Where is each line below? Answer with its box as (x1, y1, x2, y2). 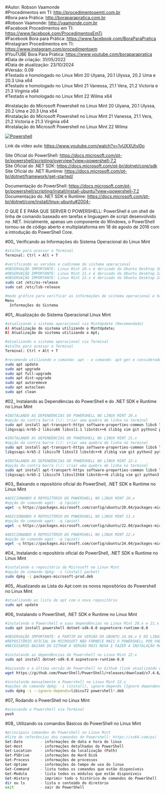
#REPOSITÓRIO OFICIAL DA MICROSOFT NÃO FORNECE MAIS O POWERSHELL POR (5, 639, 153, 644)
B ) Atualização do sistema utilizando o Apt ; (5, 330, 100, 335)
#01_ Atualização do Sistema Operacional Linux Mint (5, 312, 111, 318)
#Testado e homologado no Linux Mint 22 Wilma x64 (5, 93, 112, 99)
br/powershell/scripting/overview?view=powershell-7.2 (5, 158, 116, 163)
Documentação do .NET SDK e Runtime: (5, 193, 86, 199)
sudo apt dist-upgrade (5, 376, 52, 381)
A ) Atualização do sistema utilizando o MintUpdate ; (5, 325, 115, 331)
